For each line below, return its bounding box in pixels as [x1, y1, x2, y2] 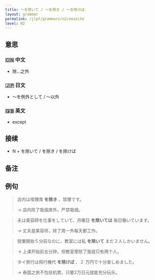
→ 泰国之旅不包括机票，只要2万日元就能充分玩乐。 [17, 269, 120, 275]
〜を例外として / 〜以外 [12, 94, 60, 100]
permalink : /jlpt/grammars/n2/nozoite [5, 16, 84, 21]
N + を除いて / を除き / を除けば [12, 148, 76, 154]
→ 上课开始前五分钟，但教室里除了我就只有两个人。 [17, 249, 122, 254]
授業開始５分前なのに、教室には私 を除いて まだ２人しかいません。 [17, 238, 153, 244]
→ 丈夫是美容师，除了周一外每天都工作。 [17, 227, 101, 233]
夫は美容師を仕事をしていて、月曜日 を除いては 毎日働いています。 [17, 217, 152, 223]
